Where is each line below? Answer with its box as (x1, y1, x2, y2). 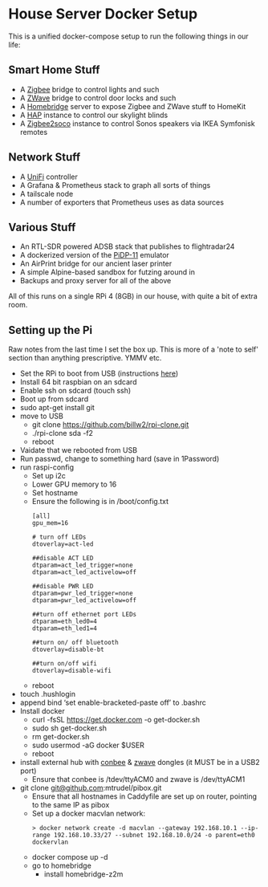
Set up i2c (31, 471, 66, 481)
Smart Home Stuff (8, 63, 100, 77)
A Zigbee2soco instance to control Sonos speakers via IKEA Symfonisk (19, 118, 255, 128)
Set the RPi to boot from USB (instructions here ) (19, 368, 179, 378)
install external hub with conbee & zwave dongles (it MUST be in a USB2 (19, 758, 260, 767)
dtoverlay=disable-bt (31, 645, 104, 654)
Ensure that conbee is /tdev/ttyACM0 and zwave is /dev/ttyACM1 (31, 775, 246, 784)
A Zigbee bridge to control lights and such (19, 84, 160, 94)
